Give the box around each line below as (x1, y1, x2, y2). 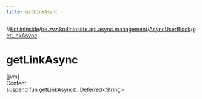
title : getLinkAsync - (6, 8, 64, 15)
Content (6, 79, 27, 86)
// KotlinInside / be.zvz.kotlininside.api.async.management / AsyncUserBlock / (6, 25, 193, 33)
